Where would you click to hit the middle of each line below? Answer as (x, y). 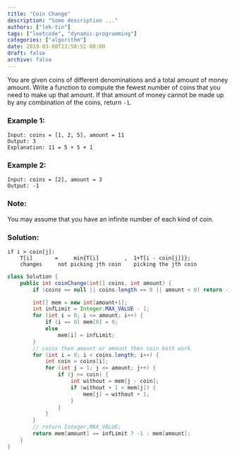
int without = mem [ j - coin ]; (115, 382)
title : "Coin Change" (39, 14)
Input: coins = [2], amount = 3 (55, 180)
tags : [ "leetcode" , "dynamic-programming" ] (72, 33)
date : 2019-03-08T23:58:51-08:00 (56, 47)
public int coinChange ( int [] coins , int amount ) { (96, 283)
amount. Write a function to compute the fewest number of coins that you (114, 87)
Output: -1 (23, 186)
